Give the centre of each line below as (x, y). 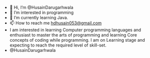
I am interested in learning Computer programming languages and (75, 30)
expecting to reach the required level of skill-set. (58, 45)
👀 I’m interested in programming (42, 12)
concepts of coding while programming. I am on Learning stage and (77, 40)
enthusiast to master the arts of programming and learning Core (73, 35)
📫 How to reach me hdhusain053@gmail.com (56, 23)
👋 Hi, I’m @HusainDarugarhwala (41, 7)
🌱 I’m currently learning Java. (39, 17)
